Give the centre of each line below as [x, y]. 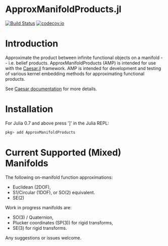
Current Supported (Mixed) [63, 152]
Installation [29, 109]
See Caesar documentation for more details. [51, 89]
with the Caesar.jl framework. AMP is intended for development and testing [83, 68]
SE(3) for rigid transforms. [40, 228]
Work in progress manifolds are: [39, 207]
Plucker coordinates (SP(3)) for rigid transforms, [63, 222]
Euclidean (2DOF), [32, 187]
